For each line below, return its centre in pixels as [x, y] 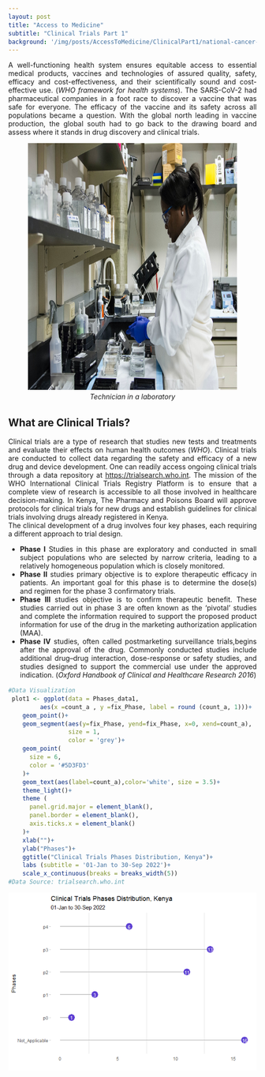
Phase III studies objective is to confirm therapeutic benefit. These [138, 599]
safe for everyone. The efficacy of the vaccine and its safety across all [132, 107]
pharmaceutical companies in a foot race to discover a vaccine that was [132, 99]
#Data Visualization [42, 691]
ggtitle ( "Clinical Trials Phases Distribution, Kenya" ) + [118, 857]
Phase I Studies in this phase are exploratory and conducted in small [138, 550]
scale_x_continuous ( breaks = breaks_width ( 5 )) [100, 874]
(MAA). [31, 633]
